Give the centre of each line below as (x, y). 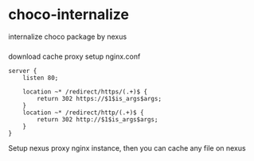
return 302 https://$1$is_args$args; (99, 98)
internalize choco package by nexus (68, 36)
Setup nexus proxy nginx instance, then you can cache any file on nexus (127, 148)
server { (23, 71)
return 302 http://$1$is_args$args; (98, 119)
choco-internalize (69, 15)
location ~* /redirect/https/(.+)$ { (85, 92)
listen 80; (41, 78)
